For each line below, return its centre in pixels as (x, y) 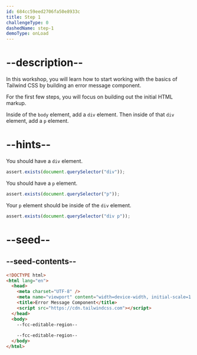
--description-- (45, 63)
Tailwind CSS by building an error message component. (74, 86)
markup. (16, 103)
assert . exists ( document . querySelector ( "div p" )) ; (68, 216)
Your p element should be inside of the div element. (69, 205)
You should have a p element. (42, 183)
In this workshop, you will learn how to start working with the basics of (92, 79)
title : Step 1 (24, 17)
